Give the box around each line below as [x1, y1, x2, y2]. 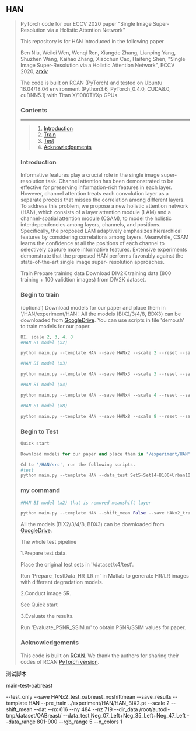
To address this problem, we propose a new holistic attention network [20, 203, 188, 210]
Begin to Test [20, 427, 59, 435]
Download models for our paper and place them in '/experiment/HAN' [20, 451, 191, 457]
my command [20, 486, 60, 495]
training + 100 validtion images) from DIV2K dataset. [20, 276, 146, 283]
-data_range [6, 718, 36, 725]
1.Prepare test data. [20, 550, 67, 557]
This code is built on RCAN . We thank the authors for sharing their [20, 652, 179, 659]
